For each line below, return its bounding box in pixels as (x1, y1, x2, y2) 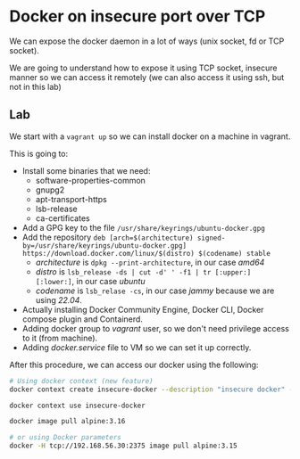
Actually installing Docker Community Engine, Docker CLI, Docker (21, 304, 264, 315)
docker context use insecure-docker (9, 401, 146, 410)
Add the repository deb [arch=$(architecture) (21, 232, 194, 242)
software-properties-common (35, 175, 146, 185)
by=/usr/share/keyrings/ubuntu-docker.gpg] (21, 241, 187, 250)
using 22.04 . (35, 294, 83, 305)
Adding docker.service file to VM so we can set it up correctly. (21, 341, 252, 353)
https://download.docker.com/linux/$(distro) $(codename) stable (21, 249, 271, 258)
